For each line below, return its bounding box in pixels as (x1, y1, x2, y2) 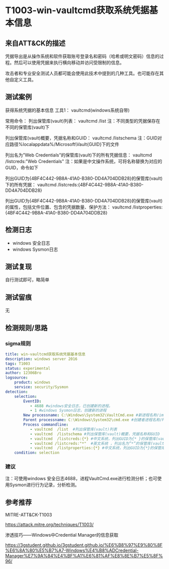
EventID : (23, 398, 42, 404)
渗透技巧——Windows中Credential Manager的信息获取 (5, 532, 119, 538)
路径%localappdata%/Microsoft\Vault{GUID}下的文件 (9, 141, 120, 147)
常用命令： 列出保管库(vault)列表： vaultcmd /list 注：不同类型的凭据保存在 (5, 118, 160, 124)
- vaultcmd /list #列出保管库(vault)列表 (30, 427, 117, 432)
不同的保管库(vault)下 (5, 124, 50, 130)
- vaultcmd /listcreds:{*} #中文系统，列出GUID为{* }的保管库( (30, 436, 158, 441)
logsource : (5, 375, 28, 380)
